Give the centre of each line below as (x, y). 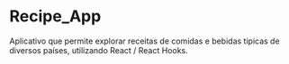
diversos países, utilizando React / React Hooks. (99, 50)
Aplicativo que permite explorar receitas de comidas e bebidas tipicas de (145, 41)
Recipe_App (55, 16)
